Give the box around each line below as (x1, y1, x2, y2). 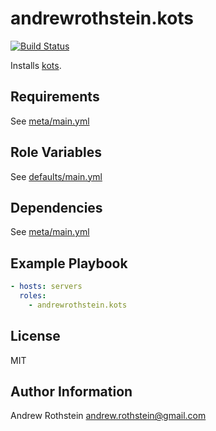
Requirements (10, 88, 100, 106)
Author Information (10, 383, 133, 401)
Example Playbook (10, 255, 128, 272)
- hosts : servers (10, 282, 83, 292)
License (10, 328, 61, 345)
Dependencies (10, 199, 103, 216)
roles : (19, 291, 47, 301)
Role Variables (10, 144, 102, 161)
